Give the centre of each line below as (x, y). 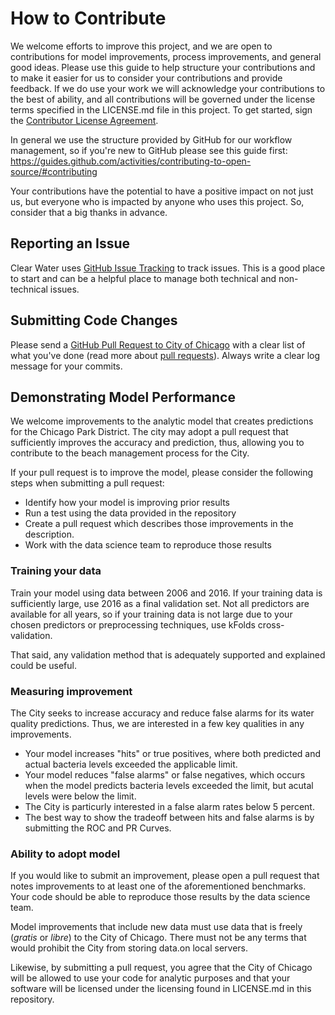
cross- (271, 624)
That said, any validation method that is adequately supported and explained (168, 654)
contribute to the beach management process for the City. (130, 453)
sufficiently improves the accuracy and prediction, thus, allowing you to (157, 443)
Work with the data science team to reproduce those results (148, 545)
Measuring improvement (71, 691)
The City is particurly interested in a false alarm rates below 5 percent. (169, 806)
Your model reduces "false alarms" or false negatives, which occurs (165, 774)
